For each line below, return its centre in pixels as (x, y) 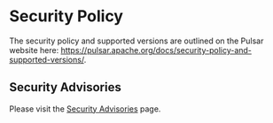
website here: (34, 50)
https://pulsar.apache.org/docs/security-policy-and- (156, 50)
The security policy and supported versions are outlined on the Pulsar (136, 41)
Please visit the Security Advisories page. (85, 109)
